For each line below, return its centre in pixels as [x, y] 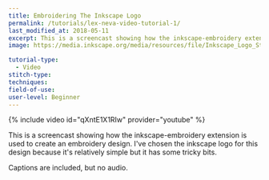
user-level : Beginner [44, 97]
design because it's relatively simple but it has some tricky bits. [113, 152]
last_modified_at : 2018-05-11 [59, 30]
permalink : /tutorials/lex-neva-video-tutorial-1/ [94, 23]
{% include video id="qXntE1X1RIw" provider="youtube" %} [107, 120]
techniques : [28, 82]
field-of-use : [32, 90]
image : [19, 46]
